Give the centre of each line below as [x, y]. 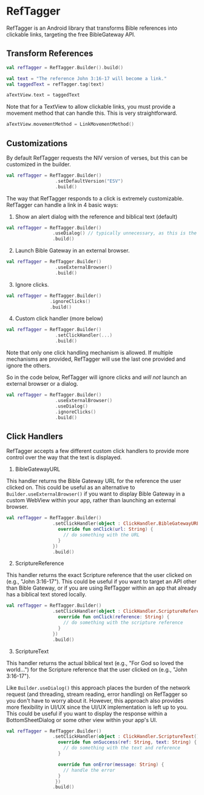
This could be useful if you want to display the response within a [87, 713]
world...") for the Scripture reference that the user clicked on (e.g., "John [97, 669]
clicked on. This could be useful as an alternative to [71, 488]
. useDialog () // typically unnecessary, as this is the [125, 233]
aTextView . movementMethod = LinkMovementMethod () [70, 125]
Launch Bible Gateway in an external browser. [72, 251]
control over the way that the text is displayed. [64, 457]
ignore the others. [29, 366]
